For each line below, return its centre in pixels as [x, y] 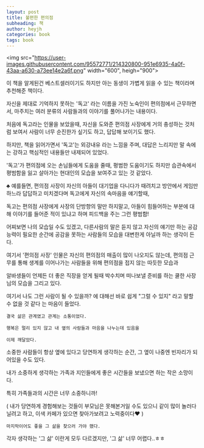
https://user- [50, 58]
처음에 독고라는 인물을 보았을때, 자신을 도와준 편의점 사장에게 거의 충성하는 [95, 124]
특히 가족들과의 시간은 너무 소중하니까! [52, 393]
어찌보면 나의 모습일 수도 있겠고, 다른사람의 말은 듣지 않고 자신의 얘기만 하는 [97, 227]
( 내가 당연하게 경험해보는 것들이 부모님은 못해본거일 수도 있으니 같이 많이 [93, 406]
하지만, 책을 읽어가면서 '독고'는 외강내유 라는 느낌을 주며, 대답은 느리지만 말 [95, 145]
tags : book [20, 40]
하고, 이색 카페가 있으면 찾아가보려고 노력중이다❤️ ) [83, 414]
